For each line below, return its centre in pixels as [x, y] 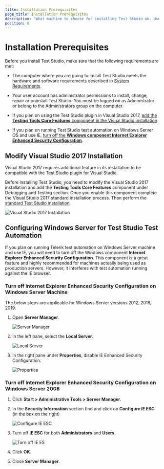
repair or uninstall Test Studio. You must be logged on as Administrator [83, 101]
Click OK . [22, 452]
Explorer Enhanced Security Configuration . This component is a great [76, 258]
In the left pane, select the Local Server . [53, 336]
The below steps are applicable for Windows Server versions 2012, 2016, [78, 303]
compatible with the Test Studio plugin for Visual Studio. [61, 173]
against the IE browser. [28, 273]
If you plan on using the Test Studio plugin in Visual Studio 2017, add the [84, 115]
